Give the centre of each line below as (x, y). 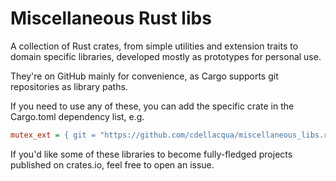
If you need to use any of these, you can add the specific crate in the (152, 106)
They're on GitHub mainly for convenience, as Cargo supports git (144, 76)
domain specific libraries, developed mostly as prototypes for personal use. (166, 56)
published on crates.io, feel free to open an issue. (112, 164)
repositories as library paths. (69, 86)
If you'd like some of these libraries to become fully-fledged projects (151, 154)
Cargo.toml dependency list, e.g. (77, 116)
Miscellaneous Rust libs (111, 18)
